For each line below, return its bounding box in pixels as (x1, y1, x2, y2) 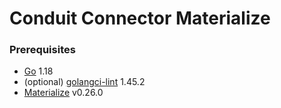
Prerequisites (9, 43, 76, 57)
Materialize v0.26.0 (23, 87, 104, 99)
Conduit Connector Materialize (9, 7, 271, 30)
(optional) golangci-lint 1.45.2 (23, 76, 146, 88)
